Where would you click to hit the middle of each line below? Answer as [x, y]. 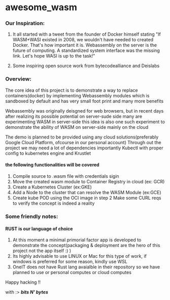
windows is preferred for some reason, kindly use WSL [70, 262]
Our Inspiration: [25, 23]
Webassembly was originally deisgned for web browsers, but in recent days [84, 111]
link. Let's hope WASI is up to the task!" [54, 56]
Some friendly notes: [32, 216]
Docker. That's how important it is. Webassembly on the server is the [85, 45]
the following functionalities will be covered [53, 165]
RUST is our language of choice [39, 229]
